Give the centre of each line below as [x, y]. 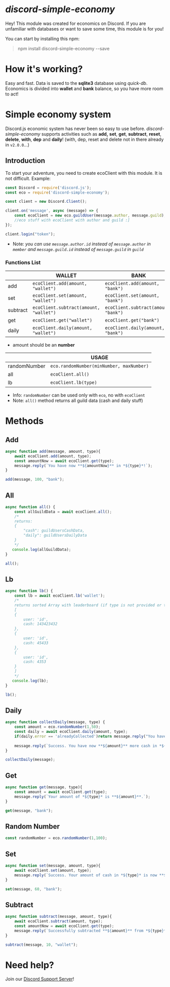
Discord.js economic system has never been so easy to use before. [75, 129]
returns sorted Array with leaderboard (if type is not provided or [88, 605]
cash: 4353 [35, 662]
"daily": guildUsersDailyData [55, 535]
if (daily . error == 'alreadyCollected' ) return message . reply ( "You [85, 736]
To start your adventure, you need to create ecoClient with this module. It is [84, 173]
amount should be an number [44, 345]
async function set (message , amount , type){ [53, 866]
